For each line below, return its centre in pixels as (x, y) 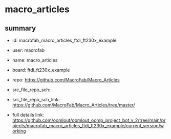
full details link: (28, 115)
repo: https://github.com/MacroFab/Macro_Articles (66, 80)
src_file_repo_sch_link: (36, 100)
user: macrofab (28, 50)
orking (19, 131)
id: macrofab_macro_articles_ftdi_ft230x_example (64, 40)
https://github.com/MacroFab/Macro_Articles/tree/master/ (73, 105)
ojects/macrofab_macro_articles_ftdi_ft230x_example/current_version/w (88, 126)
